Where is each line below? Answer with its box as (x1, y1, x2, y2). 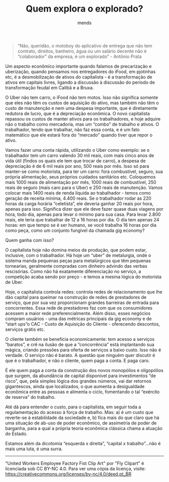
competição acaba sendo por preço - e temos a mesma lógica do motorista (5, 273, 162, 280)
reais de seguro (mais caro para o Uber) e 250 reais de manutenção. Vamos (5, 185, 163, 191)
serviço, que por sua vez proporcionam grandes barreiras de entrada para (5, 299, 159, 306)
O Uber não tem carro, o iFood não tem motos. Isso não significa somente (5, 94, 158, 100)
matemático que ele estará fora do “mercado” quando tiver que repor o (5, 132, 152, 138)
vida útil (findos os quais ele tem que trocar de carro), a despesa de (5, 157, 146, 164)
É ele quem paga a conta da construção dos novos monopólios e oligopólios (5, 367, 163, 373)
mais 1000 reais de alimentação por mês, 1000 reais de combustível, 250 (5, 179, 157, 185)
